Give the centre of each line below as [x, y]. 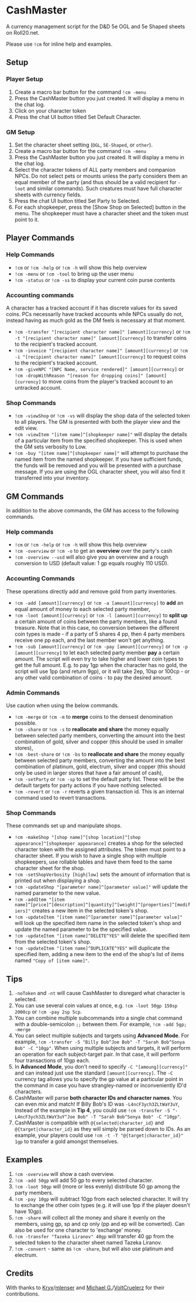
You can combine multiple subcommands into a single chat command [98, 1018]
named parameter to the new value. [57, 893]
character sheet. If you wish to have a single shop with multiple [90, 856]
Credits [20, 1274]
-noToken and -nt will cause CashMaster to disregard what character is [100, 993]
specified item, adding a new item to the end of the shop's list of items [99, 954]
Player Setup [25, 79]
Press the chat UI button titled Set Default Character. [78, 117]
